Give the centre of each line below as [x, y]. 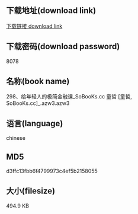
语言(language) [35, 123]
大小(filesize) [31, 191]
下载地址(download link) [51, 11]
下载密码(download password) [63, 47]
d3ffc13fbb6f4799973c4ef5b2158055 [52, 171]
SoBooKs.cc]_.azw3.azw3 [38, 103]
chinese [16, 138]
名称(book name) [38, 82]
